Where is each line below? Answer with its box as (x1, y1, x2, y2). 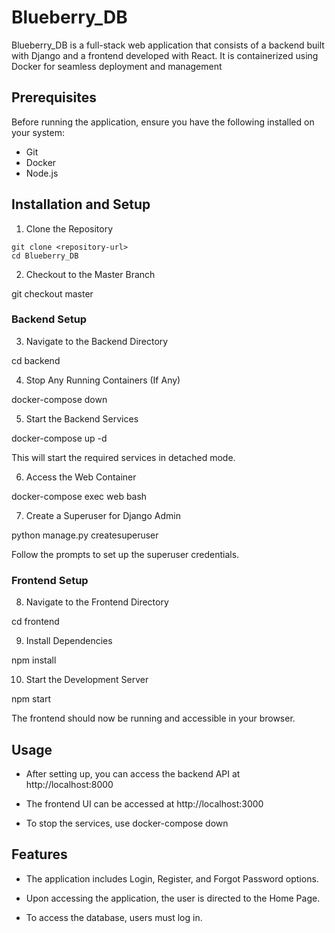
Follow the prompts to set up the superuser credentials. (11, 548, 240, 560)
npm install (11, 654, 57, 666)
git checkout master (11, 287, 94, 300)
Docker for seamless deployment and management (11, 60, 223, 72)
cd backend (11, 354, 61, 366)
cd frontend (11, 616, 60, 628)
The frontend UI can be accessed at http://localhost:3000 (25, 797, 264, 810)
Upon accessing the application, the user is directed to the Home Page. (25, 892, 321, 904)
